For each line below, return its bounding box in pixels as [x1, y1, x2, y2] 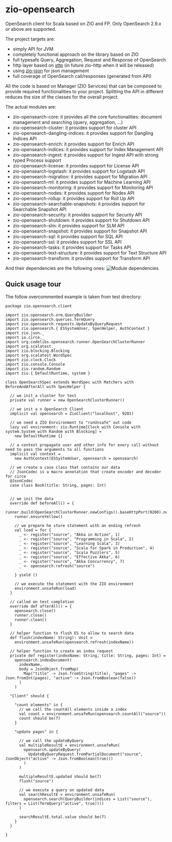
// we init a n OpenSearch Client [10, 406, 83, 412]
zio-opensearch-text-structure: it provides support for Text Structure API [12, 249, 167, 256]
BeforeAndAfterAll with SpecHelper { [5, 384, 86, 389]
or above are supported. [5, 26, 56, 32]
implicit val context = [10, 451, 60, 456]
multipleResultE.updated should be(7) [18, 774, 102, 779]
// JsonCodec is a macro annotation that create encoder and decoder [10, 469, 161, 474]
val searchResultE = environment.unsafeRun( [18, 792, 116, 797]
